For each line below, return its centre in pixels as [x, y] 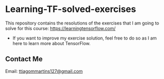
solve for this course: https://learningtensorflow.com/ [60, 28]
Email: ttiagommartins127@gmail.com [44, 71]
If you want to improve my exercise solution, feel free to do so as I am [85, 38]
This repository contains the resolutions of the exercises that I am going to [82, 23]
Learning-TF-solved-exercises [71, 9]
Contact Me [24, 59]
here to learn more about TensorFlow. [51, 43]
